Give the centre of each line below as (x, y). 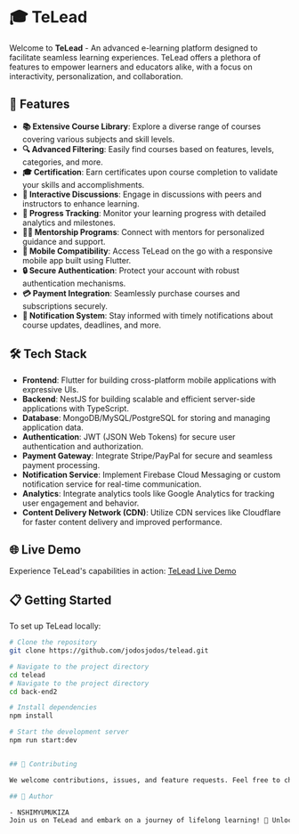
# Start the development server (69, 732)
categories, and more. (63, 162)
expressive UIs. (50, 389)
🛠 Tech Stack (48, 354)
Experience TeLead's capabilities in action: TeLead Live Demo (123, 571)
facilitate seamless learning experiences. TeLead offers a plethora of (135, 57)
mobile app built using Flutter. (77, 260)
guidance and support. (64, 241)
